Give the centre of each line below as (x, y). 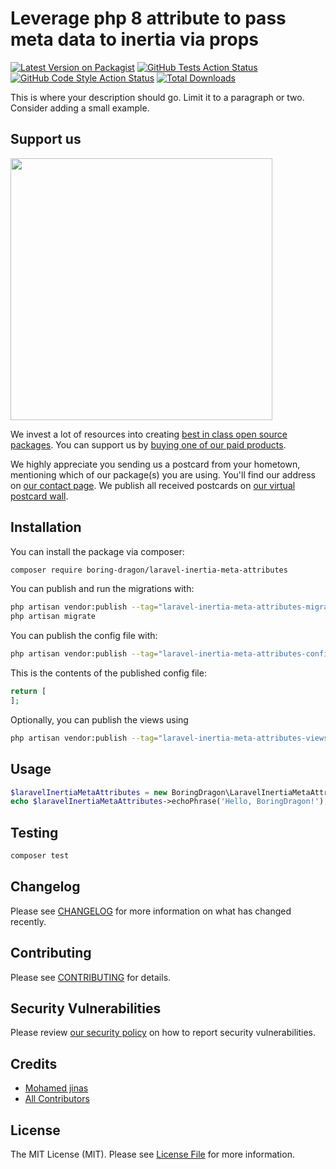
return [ (28, 692)
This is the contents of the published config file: (108, 673)
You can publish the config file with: (84, 636)
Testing (34, 832)
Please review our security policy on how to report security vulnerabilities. (163, 1033)
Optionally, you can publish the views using (99, 719)
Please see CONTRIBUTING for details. (91, 977)
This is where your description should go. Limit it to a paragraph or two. (157, 97)
